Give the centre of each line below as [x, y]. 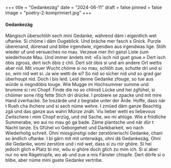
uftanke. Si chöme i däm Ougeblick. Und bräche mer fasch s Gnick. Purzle [83, 41]
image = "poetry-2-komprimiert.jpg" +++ [48, 13]
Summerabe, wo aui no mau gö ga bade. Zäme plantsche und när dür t [80, 122]
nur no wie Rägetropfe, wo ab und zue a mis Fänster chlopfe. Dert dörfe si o [85, 155]
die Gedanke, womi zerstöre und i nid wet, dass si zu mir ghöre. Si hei [79, 144]
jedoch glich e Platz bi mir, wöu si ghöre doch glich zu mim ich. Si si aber [82, 149]
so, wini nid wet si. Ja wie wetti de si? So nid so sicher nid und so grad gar [83, 74]
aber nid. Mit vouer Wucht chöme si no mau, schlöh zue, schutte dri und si [83, 68]
